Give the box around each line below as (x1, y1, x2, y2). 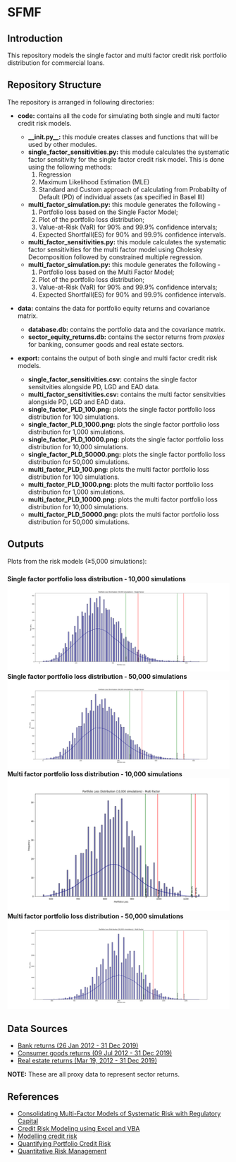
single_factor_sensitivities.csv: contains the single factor (27, 375, 197, 384)
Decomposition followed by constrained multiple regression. (27, 252, 203, 261)
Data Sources (7, 1023, 68, 1035)
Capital (17, 1117, 39, 1125)
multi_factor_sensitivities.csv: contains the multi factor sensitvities (27, 390, 226, 398)
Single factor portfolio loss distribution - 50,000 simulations (7, 672, 187, 680)
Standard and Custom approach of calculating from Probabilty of (38, 185, 228, 194)
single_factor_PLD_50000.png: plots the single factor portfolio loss (27, 450, 225, 458)
